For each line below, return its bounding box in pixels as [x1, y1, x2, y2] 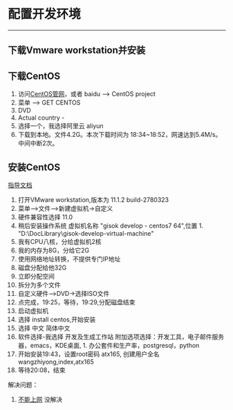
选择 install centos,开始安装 [17, 315, 96, 324]
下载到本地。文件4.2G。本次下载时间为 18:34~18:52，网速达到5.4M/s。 [17, 131, 222, 139]
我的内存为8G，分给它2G [17, 246, 89, 254]
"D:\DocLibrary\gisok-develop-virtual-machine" [17, 229, 154, 237]
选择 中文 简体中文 [17, 324, 71, 332]
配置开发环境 [8, 6, 82, 22]
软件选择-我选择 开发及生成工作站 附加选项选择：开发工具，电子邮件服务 [17, 333, 225, 341]
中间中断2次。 [17, 139, 59, 147]
